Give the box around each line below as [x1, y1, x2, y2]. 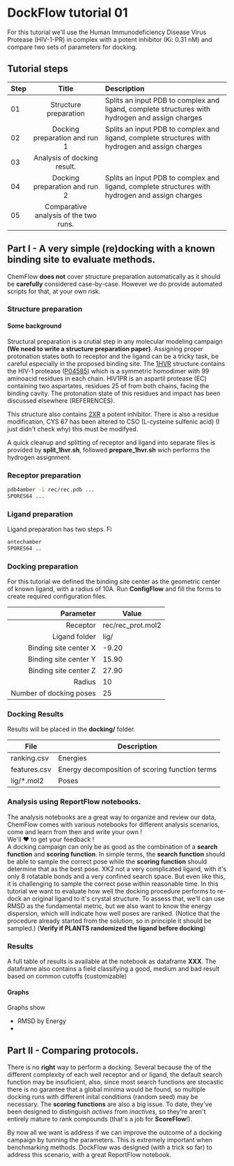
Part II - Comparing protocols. [7, 1044, 139, 1057]
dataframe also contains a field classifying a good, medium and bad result [7, 964, 220, 973]
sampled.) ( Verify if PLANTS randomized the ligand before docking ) [7, 923, 206, 932]
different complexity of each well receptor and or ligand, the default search [7, 1070, 223, 1078]
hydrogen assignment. [7, 453, 72, 461]
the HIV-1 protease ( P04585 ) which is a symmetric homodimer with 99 [7, 367, 210, 375]
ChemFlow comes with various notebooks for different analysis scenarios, [7, 820, 220, 829]
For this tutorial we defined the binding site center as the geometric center [7, 577, 221, 586]
